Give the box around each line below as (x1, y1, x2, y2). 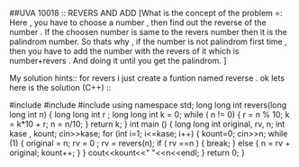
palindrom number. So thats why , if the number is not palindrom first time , (9, 36, 287, 47)
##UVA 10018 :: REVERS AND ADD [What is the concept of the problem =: (9, 8, 283, 18)
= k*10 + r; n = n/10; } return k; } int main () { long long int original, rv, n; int (9, 119, 285, 129)
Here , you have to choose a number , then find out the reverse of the (9, 17, 267, 28)
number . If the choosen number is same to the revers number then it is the (9, 27, 288, 37)
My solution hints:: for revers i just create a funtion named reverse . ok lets (9, 73, 285, 83)
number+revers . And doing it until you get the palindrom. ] (9, 56, 227, 66)
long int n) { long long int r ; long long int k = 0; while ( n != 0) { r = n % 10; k (9, 110, 290, 119)
